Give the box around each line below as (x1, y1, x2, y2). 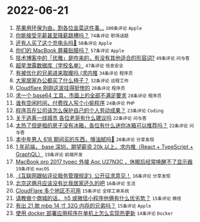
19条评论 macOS (15, 166, 50, 172)
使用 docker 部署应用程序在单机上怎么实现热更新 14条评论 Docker (15, 209, 174, 217)
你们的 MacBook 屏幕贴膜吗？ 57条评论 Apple (15, 46, 125, 54)
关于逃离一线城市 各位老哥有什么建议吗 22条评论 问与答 (15, 114, 147, 121)
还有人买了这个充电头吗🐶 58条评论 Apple (15, 39, 113, 46)
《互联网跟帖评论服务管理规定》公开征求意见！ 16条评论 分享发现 (15, 172, 171, 179)
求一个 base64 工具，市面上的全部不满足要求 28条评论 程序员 (15, 91, 162, 99)
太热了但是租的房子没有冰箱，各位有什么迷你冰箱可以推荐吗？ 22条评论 (15, 121, 188, 129)
